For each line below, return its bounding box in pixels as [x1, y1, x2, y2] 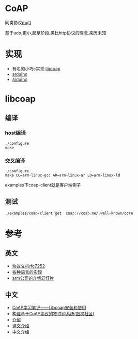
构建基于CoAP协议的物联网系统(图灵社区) [12, 310, 94, 316]
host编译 [5, 130, 26, 136]
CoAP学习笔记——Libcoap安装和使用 [12, 305, 86, 310]
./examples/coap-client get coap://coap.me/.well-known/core [5, 211, 133, 216]
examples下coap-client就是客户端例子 [5, 182, 81, 188]
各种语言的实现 [12, 269, 42, 275]
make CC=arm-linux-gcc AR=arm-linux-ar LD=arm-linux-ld [5, 173, 120, 178]
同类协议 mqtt [5, 19, 31, 25]
